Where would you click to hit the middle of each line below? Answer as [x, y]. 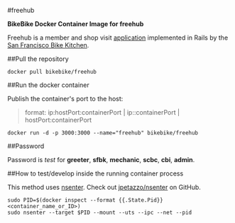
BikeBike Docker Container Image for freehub [76, 24]
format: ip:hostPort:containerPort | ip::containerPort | [102, 112]
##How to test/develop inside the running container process [95, 173]
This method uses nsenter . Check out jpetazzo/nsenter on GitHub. [104, 187]
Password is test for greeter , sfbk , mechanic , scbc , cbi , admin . [101, 160]
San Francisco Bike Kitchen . [48, 45]
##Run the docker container [49, 85]
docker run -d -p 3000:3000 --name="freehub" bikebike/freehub [103, 133]
